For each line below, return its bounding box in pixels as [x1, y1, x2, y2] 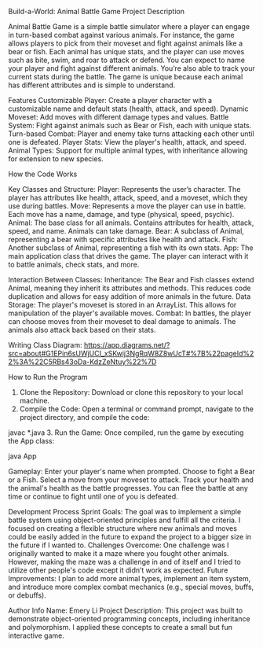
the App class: [8, 436, 55, 445]
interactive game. [8, 631, 64, 640]
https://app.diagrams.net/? [83, 341, 170, 349]
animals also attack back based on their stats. [8, 326, 156, 334]
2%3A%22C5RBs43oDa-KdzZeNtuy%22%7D [8, 357, 157, 366]
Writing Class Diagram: [8, 341, 82, 349]
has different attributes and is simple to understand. [8, 80, 176, 90]
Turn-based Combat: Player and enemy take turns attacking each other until [8, 129, 254, 138]
